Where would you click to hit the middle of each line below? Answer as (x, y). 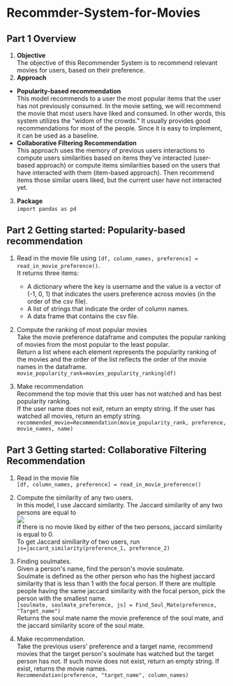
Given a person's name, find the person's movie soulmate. (100, 568)
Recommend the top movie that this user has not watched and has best (119, 394)
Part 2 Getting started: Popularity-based (96, 231)
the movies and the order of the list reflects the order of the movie (112, 359)
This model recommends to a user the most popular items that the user (119, 98)
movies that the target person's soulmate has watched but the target (115, 653)
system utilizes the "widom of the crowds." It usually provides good (113, 121)
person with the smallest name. (62, 598)
